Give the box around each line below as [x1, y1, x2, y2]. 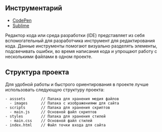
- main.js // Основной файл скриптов [9, 109, 97, 114]
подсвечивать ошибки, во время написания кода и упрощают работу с [5, 48, 158, 54]
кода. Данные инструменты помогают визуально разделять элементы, [5, 42, 158, 49]
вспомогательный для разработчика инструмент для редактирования [5, 37, 156, 43]
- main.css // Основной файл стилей [9, 118, 93, 123]
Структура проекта [5, 68, 69, 76]
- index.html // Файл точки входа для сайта [5, 122, 106, 127]
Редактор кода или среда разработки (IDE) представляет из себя [5, 32, 145, 38]
